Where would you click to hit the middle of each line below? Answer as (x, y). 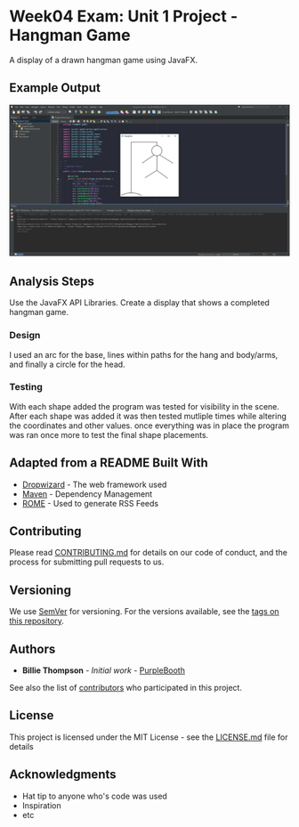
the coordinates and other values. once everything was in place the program (149, 426)
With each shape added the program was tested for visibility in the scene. (145, 406)
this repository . (37, 621)
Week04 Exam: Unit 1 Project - (124, 16)
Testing (26, 387)
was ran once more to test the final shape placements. (109, 434)
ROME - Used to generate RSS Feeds (90, 503)
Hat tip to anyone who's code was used (94, 796)
